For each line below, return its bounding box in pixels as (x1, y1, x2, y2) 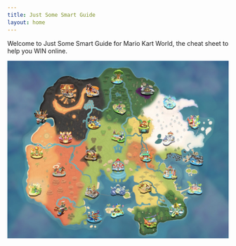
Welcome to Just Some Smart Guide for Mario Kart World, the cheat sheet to (7, 39, 229, 47)
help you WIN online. (7, 47, 68, 55)
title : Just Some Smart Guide (7, 11, 96, 18)
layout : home (7, 18, 46, 26)
